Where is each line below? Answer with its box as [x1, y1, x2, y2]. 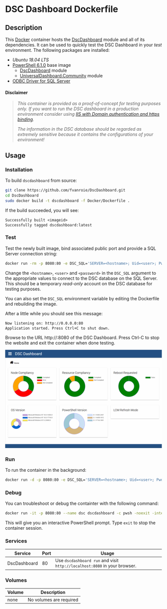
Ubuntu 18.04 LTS [12, 57, 49, 63]
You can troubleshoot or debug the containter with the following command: [5, 500, 159, 507]
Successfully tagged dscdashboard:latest [5, 222, 92, 227]
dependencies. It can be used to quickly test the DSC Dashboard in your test [5, 42, 162, 48]
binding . [17, 116, 34, 123]
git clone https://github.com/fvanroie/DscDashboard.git [5, 188, 126, 193]
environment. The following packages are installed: [5, 47, 110, 53]
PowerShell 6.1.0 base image [12, 62, 71, 68]
